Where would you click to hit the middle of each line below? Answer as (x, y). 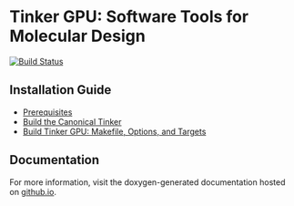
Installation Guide (61, 90)
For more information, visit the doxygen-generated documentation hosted (147, 182)
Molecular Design (77, 36)
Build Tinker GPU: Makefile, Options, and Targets (114, 131)
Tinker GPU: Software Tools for (129, 17)
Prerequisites (47, 112)
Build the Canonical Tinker (72, 121)
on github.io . (33, 191)
